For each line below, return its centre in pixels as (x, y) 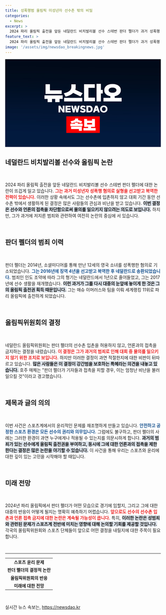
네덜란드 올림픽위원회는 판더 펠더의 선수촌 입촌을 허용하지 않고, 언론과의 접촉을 (81, 345)
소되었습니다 (17, 271)
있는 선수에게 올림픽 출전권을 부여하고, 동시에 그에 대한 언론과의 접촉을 (81, 444)
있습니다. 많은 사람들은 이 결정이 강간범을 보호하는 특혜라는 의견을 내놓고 (83, 364)
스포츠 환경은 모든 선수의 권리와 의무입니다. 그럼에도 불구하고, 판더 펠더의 (84, 431)
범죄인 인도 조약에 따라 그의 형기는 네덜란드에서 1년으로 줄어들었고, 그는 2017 (86, 277)
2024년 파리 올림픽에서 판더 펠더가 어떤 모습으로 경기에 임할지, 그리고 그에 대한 (82, 505)
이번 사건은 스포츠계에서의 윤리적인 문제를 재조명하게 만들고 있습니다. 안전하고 (80, 425)
